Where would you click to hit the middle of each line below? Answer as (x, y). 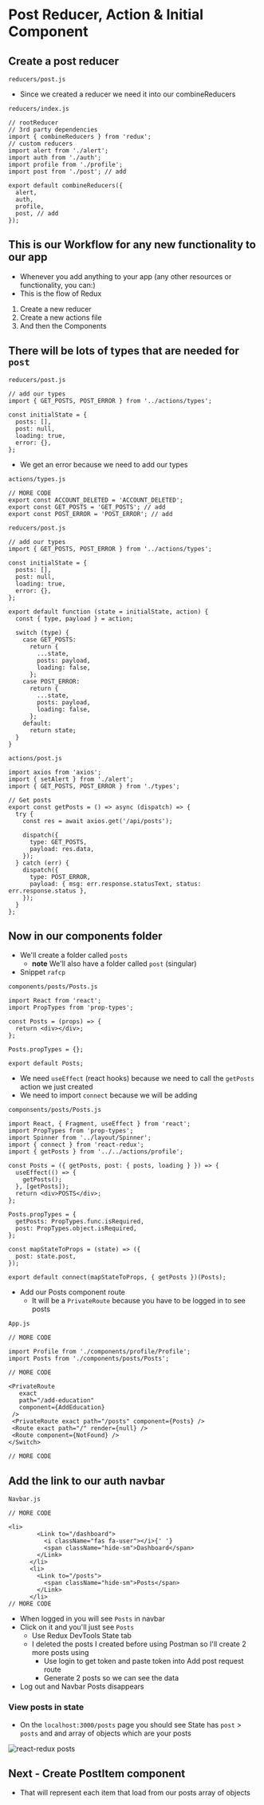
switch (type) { (42, 633)
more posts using (60, 1653)
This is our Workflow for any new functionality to (132, 245)
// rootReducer (33, 123)
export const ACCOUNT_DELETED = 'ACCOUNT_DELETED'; (96, 500)
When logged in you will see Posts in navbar (92, 1619)
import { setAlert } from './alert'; (71, 779)
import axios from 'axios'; (55, 772)
